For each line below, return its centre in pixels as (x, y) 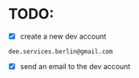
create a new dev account (63, 36)
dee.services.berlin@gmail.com (61, 51)
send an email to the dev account (75, 66)
